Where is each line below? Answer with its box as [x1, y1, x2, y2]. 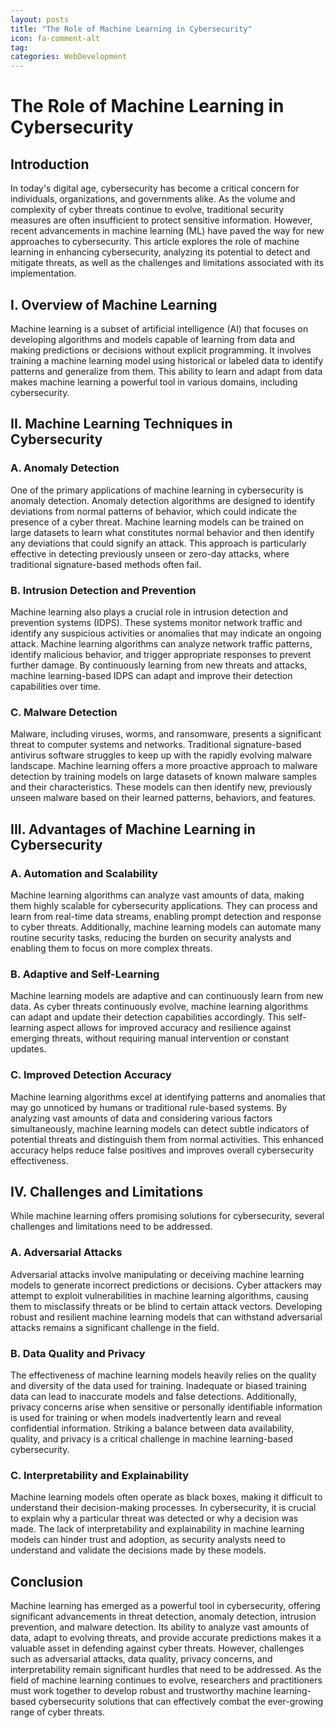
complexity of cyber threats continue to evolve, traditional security [10, 204, 285, 216]
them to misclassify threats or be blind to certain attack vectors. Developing [10, 1300, 323, 1312]
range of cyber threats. [10, 1706, 106, 1718]
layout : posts [10, 14, 70, 25]
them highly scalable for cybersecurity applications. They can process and [10, 899, 318, 911]
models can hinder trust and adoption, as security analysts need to [10, 1534, 286, 1546]
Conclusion [10, 1573, 84, 1590]
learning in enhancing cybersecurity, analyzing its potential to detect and [10, 246, 311, 258]
